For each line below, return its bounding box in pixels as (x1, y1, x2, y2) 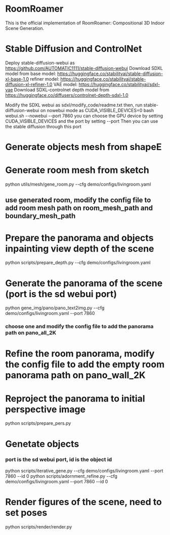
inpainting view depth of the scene (5, 243, 154, 254)
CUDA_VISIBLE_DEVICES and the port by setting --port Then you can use (5, 118, 158, 124)
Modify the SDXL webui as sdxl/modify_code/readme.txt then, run (5, 102, 143, 108)
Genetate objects (5, 438, 79, 449)
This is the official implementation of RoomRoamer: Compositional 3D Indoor (5, 20, 165, 26)
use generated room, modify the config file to (5, 196, 151, 204)
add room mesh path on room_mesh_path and (5, 204, 153, 212)
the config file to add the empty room (5, 359, 165, 370)
